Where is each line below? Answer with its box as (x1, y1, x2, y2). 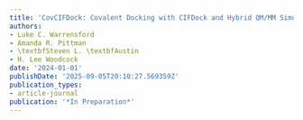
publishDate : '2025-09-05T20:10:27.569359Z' (9, 72, 179, 81)
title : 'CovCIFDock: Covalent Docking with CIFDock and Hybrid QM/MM (9, 13, 277, 23)
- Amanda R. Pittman (9, 38, 87, 48)
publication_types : (9, 80, 83, 89)
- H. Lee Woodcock (9, 55, 78, 64)
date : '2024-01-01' (9, 64, 83, 73)
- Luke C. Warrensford (9, 30, 95, 39)
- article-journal (9, 88, 78, 97)
